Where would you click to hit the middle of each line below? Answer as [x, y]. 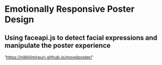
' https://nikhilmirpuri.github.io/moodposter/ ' [49, 57]
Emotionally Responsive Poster [70, 9]
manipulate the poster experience [58, 45]
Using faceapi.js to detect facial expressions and [81, 38]
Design [19, 19]
